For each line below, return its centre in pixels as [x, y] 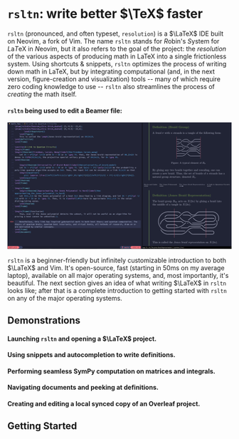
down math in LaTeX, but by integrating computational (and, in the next [111, 71]
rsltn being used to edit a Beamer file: [65, 110]
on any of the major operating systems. [65, 298]
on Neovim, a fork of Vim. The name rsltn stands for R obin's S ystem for [113, 41]
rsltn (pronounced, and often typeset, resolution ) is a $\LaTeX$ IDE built [116, 33]
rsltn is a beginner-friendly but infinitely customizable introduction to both [117, 260]
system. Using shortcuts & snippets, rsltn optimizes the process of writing [117, 63]
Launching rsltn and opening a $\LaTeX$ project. [82, 339]
